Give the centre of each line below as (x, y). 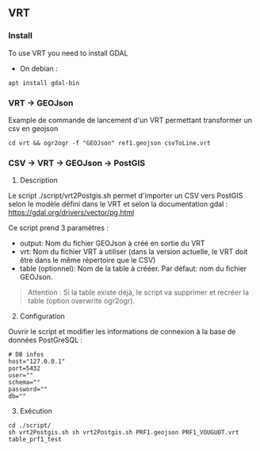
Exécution (36, 411)
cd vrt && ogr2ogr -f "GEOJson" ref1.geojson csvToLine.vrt (110, 143)
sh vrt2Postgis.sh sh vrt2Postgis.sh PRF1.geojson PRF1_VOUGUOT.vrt (124, 433)
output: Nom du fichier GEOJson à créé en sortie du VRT (112, 243)
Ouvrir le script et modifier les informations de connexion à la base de (122, 332)
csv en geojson (33, 128)
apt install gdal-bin (44, 83)
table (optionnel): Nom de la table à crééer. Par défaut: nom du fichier (133, 268)
